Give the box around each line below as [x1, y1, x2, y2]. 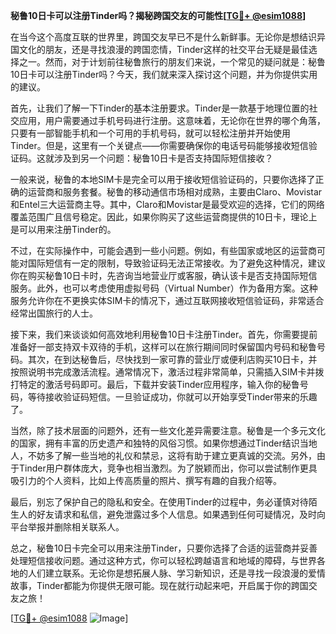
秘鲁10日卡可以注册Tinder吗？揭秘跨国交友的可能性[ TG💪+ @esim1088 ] [10, 10, 307, 21]
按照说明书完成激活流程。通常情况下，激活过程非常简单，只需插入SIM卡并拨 [10, 366, 325, 378]
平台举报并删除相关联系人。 [10, 521, 125, 533]
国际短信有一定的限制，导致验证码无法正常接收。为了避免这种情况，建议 [27, 257, 326, 269]
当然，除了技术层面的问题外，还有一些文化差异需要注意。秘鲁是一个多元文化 [10, 425, 326, 436]
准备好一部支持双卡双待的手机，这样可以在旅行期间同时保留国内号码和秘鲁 [10, 341, 317, 353]
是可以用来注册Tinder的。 [10, 224, 117, 235]
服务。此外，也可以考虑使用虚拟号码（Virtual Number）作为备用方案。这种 [10, 282, 318, 294]
